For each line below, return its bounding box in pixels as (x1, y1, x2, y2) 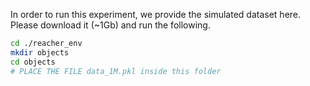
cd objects (10, 57, 56, 67)
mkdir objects (10, 47, 70, 58)
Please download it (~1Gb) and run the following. (10, 19, 211, 31)
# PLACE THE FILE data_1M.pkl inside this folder (10, 66, 222, 76)
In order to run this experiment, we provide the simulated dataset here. (10, 9, 302, 20)
